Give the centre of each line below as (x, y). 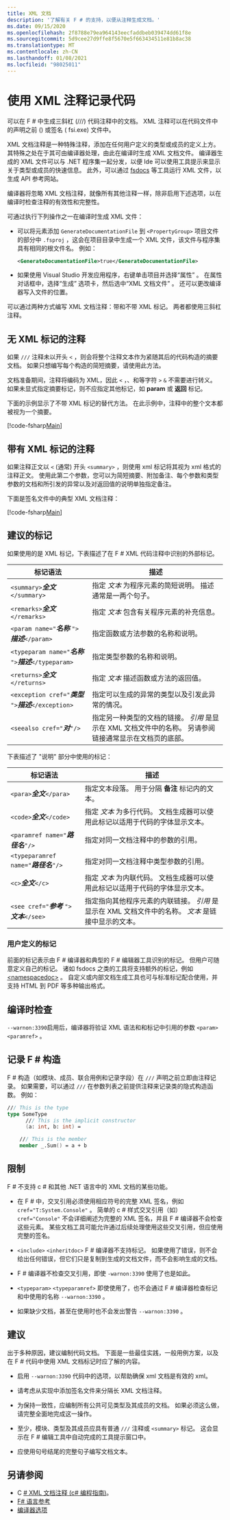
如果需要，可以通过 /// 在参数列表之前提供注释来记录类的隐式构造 (114, 1086)
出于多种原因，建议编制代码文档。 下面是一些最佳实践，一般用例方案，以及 (113, 1352)
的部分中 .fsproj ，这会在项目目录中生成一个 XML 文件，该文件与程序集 (118, 239)
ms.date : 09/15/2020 (37, 26)
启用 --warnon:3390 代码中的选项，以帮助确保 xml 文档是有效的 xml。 (114, 1376)
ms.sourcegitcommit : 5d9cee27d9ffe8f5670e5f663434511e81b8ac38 (99, 39)
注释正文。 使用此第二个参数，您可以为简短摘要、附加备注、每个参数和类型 (113, 475)
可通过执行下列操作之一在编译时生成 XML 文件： (75, 216)
